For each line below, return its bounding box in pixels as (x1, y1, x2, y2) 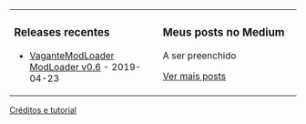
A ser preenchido (162, 49, 237, 62)
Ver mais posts (162, 69, 227, 82)
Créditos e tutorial (9, 104, 77, 115)
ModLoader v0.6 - (29, 60, 109, 73)
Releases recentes (14, 26, 110, 40)
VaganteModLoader (29, 49, 115, 62)
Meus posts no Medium (162, 26, 285, 40)
